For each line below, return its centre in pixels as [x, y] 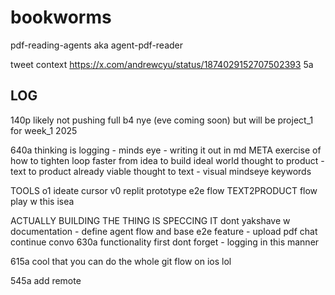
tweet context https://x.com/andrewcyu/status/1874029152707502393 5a [162, 64]
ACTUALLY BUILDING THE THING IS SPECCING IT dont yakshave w [150, 220]
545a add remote [46, 280]
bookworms [61, 17]
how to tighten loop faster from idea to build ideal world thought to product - [167, 160]
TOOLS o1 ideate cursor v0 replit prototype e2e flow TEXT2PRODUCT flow [164, 190]
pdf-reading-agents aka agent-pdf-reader [97, 45]
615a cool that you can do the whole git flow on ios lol [121, 261]
